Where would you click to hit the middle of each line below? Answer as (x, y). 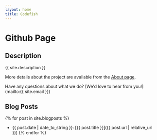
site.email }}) (37, 91)
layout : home (18, 9)
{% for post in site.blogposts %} (37, 118)
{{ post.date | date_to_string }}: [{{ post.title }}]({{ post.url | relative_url (82, 128)
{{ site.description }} (26, 67)
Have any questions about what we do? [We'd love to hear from (69, 86)
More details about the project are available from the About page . (70, 77)
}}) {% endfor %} (29, 133)
